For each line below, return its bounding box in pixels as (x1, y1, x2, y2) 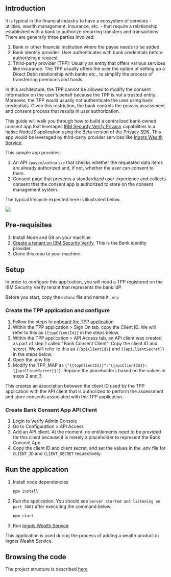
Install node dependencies (12, 478, 69, 485)
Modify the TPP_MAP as (12, 362, 64, 368)
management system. (12, 186, 59, 193)
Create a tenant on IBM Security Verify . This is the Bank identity (12, 239, 147, 246)
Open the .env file (12, 356, 51, 363)
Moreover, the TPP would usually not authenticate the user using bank (5, 97, 153, 103)
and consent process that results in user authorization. (5, 108, 120, 114)
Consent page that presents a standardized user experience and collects (12, 176, 166, 182)
